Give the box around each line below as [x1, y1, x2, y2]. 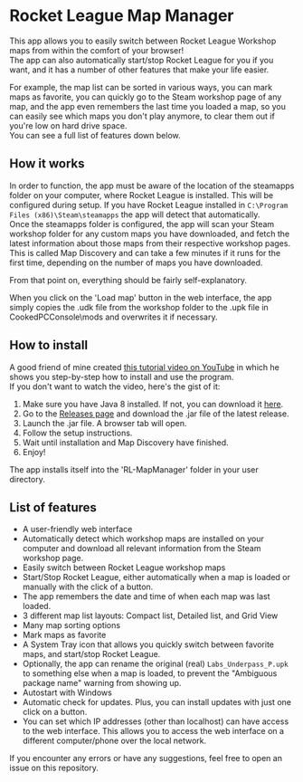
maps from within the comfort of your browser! [9, 44, 184, 55]
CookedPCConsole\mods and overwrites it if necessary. [9, 311, 218, 322]
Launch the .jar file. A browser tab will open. [22, 417, 187, 428]
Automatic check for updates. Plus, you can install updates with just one [22, 697, 292, 708]
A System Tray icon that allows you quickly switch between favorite [22, 639, 274, 650]
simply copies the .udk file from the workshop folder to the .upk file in [9, 301, 269, 312]
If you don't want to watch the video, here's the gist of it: [9, 381, 221, 392]
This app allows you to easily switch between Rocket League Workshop [9, 35, 277, 46]
